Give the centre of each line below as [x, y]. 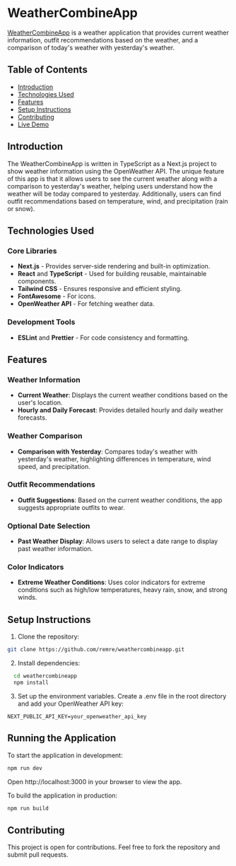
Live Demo [33, 124]
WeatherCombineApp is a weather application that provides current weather [118, 32]
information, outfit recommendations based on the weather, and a [103, 40]
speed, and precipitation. [54, 466]
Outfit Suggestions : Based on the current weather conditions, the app [120, 500]
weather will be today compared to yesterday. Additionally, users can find [114, 194]
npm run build [28, 808]
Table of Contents [48, 70]
